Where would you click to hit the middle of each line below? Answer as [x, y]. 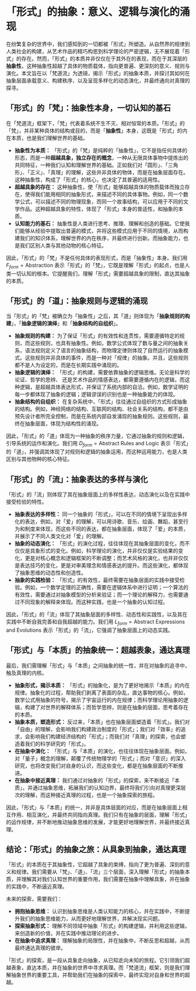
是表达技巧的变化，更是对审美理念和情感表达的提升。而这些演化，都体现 [101, 565]
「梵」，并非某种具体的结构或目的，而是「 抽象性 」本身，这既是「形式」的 [94, 130]
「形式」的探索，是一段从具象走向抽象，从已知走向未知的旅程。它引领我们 [95, 961]
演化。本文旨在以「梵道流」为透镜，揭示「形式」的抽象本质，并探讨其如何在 [98, 73]
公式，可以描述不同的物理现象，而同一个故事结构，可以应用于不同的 [101, 201]
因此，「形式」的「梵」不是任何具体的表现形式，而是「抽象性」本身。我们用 [97, 257]
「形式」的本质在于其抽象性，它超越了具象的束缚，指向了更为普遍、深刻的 [95, 865]
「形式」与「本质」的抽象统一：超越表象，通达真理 [98, 650]
